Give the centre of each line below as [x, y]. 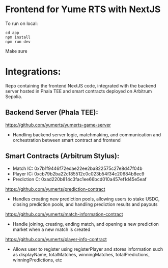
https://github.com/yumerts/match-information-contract [64, 214]
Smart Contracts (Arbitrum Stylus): [62, 156]
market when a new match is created [51, 229]
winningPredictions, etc [37, 260]
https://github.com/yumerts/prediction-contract [55, 189]
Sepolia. [14, 96]
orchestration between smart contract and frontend [66, 140]
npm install [18, 37]
